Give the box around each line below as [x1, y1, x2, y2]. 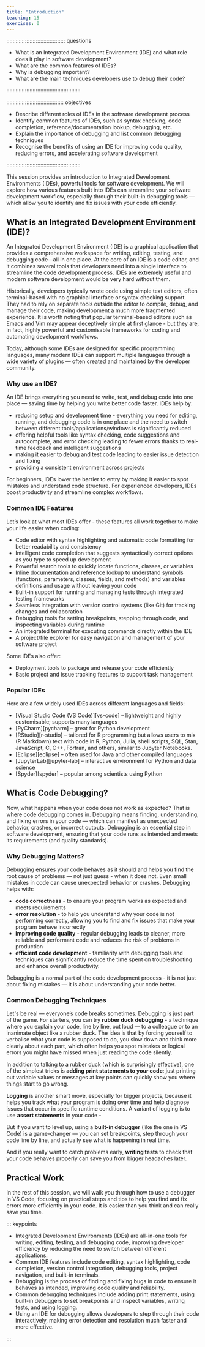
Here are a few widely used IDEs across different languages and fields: [6, 700, 185, 707]
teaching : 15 [6, 15, 40, 21]
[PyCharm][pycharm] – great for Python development [15, 725, 150, 732]
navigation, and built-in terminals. [15, 1271, 100, 1278]
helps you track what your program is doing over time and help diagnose [6, 1098, 190, 1106]
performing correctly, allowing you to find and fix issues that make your [15, 917, 196, 925]
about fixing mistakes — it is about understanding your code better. [6, 981, 176, 988]
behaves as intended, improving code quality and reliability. [15, 1284, 165, 1292]
